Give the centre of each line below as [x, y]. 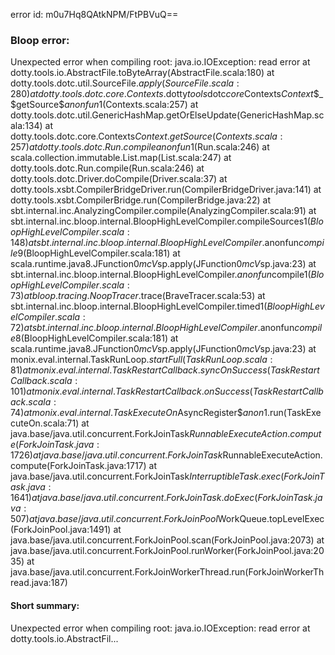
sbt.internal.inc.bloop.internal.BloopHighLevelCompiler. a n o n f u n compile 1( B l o [167, 275]
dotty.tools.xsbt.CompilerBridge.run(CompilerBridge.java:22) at [140, 200]
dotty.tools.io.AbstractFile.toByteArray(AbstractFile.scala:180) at [142, 73]
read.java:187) [39, 583]
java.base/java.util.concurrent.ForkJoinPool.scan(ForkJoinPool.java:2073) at [167, 540]
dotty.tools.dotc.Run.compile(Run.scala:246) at [107, 168]
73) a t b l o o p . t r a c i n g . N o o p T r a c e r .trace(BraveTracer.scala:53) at [138, 296]
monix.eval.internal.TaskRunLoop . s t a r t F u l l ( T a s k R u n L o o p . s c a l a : [141, 360]
